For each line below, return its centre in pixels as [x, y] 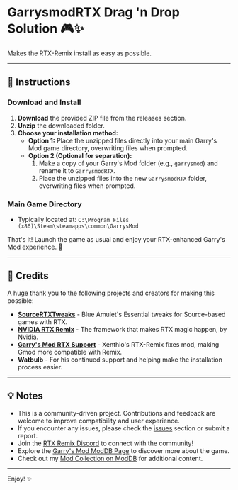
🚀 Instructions [39, 82]
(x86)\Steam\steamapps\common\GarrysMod [78, 226]
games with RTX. [42, 322]
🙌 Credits [28, 276]
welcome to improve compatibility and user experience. [99, 421]
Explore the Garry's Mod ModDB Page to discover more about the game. [124, 450]
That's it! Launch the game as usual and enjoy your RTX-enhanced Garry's [116, 239]
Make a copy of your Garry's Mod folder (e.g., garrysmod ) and [128, 163]
